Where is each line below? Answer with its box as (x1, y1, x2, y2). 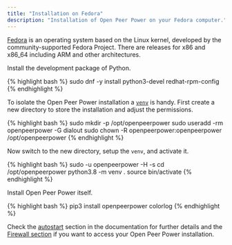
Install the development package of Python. (7, 64, 131, 72)
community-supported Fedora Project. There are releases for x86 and (7, 43, 206, 51)
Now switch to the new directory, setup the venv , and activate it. (7, 147, 189, 155)
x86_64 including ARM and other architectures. (7, 50, 142, 59)
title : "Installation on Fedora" (7, 10, 104, 17)
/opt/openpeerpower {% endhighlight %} (7, 133, 124, 142)
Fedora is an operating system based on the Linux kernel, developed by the (7, 35, 222, 44)
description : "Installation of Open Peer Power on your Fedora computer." (7, 17, 227, 24)
